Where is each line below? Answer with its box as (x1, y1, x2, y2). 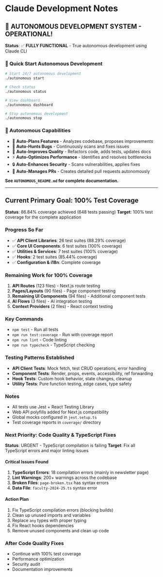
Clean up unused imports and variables (12, 512, 91, 518)
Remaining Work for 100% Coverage (5, 272, 93, 278)
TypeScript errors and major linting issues (5, 448, 89, 454)
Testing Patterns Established (5, 354, 74, 361)
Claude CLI (5, 48, 28, 54)
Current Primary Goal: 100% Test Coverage (5, 196, 139, 204)
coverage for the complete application (5, 214, 81, 220)
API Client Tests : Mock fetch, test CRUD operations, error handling (12, 365, 147, 371)
